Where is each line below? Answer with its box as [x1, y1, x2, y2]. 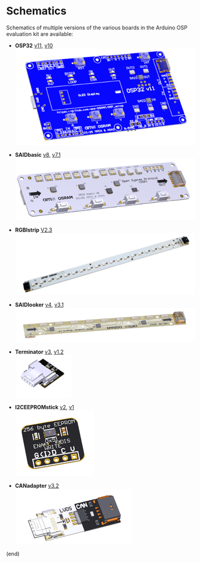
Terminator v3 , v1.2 [14, 348, 64, 355]
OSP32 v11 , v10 [14, 42, 53, 49]
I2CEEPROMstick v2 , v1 [14, 404, 75, 411]
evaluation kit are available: [6, 30, 74, 37]
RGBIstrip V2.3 [14, 226, 53, 233]
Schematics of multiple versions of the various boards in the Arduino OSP [6, 24, 187, 31]
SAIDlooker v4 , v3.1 [14, 301, 64, 308]
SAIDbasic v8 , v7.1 [14, 151, 61, 158]
